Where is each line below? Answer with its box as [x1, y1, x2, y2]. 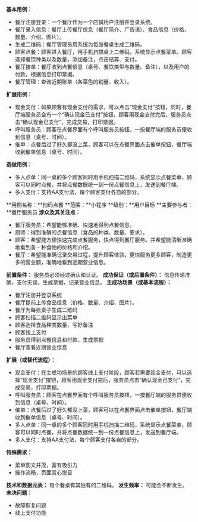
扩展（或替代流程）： [6, 356, 56, 363]
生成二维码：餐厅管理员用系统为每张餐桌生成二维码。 [14, 41, 146, 48]
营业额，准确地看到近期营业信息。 [25, 259, 109, 265]
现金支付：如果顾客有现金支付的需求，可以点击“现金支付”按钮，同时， [14, 104, 187, 110]
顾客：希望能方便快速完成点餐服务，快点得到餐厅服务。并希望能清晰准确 [14, 236, 192, 243]
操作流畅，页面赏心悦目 [14, 469, 73, 476]
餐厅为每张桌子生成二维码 [14, 307, 78, 313]
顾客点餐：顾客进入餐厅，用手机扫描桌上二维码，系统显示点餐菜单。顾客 [14, 48, 192, 55]
